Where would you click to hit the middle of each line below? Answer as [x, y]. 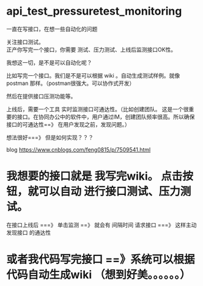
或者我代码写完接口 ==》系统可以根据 [101, 259]
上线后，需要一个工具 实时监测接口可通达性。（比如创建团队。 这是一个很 [98, 109]
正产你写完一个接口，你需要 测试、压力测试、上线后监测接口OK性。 [91, 50]
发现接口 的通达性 [28, 232]
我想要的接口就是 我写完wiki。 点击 [94, 176]
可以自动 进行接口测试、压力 [109, 192]
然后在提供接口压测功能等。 [41, 96]
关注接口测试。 [25, 42]
